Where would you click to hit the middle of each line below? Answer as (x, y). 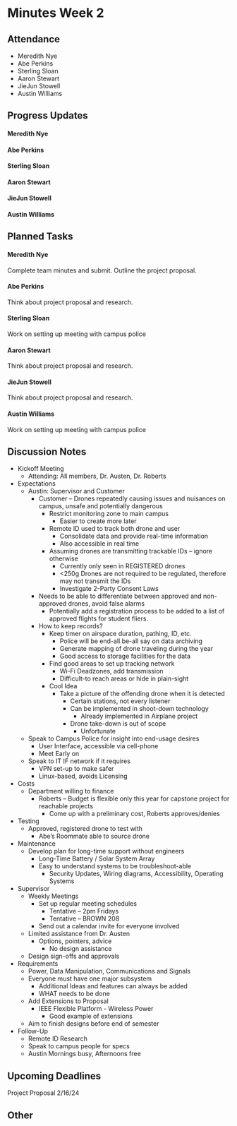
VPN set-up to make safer (76, 769)
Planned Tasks (40, 237)
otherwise (64, 558)
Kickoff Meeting (41, 469)
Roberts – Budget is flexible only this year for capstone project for (134, 798)
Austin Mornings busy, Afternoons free (84, 1054)
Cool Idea (63, 686)
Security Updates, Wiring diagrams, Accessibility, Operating (136, 874)
